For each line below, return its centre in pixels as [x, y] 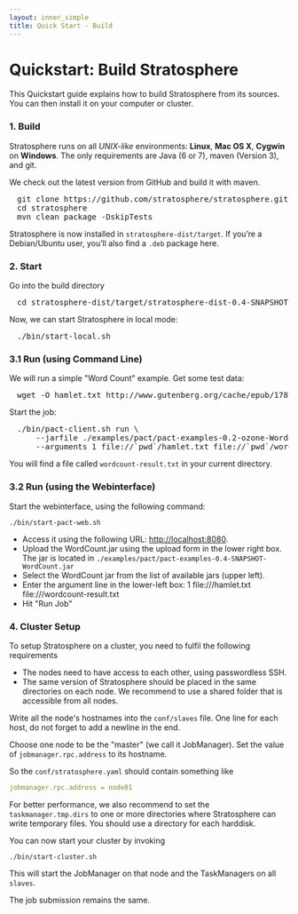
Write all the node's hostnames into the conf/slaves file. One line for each [144, 718]
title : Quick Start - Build [61, 26]
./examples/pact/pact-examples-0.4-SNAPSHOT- [182, 559]
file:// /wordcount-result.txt [71, 594]
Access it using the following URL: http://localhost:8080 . [125, 539]
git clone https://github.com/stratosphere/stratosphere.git [153, 199]
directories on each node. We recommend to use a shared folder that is [152, 691]
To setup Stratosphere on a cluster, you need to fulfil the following [130, 646]
